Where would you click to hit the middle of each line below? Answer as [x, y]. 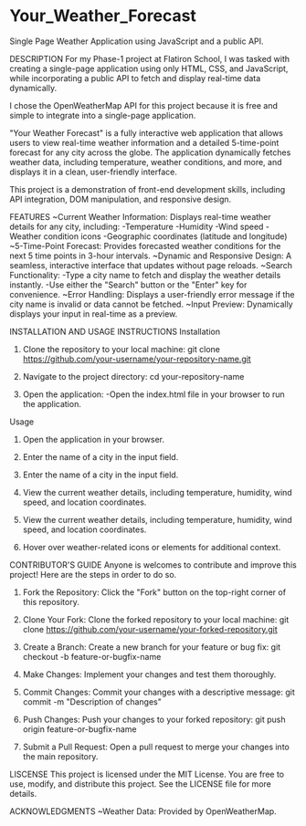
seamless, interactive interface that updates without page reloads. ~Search [151, 265]
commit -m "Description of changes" [92, 701]
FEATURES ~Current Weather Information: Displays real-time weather [140, 216]
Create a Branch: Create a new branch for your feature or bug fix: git [152, 647]
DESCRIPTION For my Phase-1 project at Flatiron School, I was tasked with [150, 58]
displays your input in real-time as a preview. [94, 314]
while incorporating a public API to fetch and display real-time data [135, 78]
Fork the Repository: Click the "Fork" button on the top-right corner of [154, 592]
